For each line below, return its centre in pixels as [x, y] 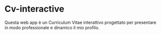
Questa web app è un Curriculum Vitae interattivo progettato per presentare [80, 22]
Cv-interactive [34, 9]
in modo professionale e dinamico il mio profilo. [52, 27]
